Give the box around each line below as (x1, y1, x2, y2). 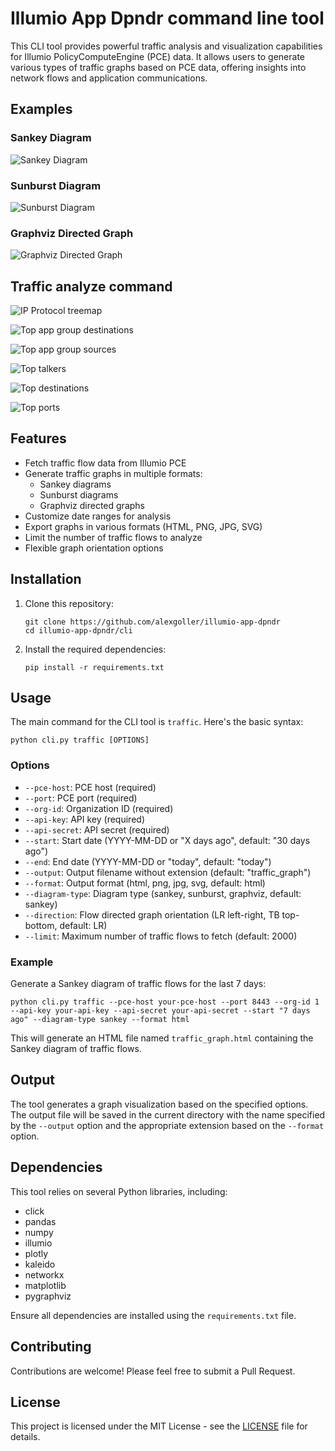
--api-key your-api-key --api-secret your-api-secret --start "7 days (10, 1006, 311, 1016)
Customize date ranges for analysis (24, 510, 172, 522)
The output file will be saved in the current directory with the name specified (10, 1108, 326, 1121)
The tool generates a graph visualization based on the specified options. (10, 1098, 309, 1110)
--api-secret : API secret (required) (24, 823, 170, 836)
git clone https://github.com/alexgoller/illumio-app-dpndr (24, 617, 281, 627)
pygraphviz (24, 1290, 72, 1302)
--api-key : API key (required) (24, 813, 145, 825)
